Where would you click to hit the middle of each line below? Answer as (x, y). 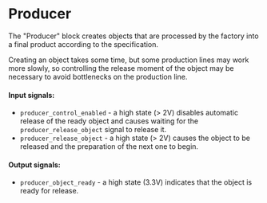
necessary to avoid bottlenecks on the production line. (98, 76)
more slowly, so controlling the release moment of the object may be (121, 68)
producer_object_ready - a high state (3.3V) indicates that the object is (136, 182)
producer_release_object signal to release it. (93, 130)
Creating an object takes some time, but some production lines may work (129, 60)
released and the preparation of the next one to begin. (109, 146)
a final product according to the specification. (83, 44)
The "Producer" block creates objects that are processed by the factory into (133, 36)
